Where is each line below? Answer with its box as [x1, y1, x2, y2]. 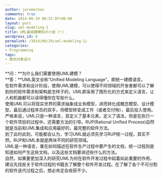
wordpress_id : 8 [5, 34, 38, 39]
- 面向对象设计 [5, 57, 31, 62]
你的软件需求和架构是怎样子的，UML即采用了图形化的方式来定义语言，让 [9, 89, 154, 95]
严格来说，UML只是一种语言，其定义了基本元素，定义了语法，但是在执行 [5, 113, 150, 119]
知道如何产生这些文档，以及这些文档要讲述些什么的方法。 [5, 149, 119, 155]
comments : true [5, 12, 36, 16]
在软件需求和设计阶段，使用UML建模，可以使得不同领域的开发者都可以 [5, 83, 146, 89]
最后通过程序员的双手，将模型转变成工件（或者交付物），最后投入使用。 [13, 107, 156, 113]
